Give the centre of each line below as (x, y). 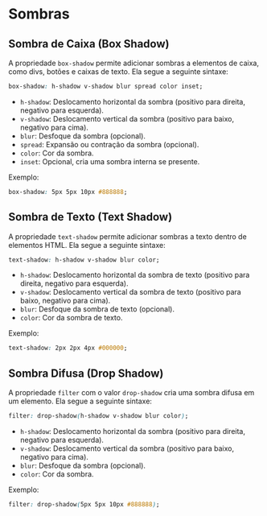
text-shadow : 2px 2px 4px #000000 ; (68, 348)
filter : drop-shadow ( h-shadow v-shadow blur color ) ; (99, 416)
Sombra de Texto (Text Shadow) (90, 217)
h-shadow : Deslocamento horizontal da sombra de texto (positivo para (135, 275)
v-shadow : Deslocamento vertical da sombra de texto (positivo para (130, 292)
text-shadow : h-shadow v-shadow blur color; (84, 260)
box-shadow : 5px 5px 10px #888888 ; (68, 192)
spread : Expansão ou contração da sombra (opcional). (109, 144)
